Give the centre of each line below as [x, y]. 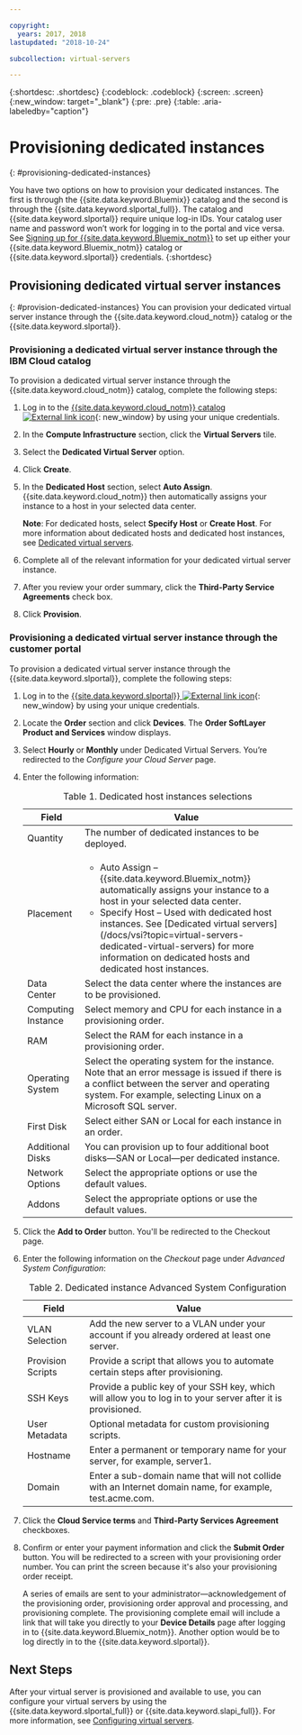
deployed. [106, 844]
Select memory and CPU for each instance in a [183, 1009]
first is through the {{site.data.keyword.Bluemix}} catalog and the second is [149, 200]
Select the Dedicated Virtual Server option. [103, 452]
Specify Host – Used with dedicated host [186, 912]
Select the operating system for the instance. [179, 1061]
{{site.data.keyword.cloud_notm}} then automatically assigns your [145, 497]
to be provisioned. [123, 994]
